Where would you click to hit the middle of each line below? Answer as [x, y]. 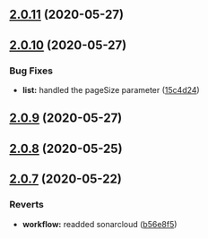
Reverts [27, 205]
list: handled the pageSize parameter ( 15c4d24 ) [111, 90]
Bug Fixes [31, 71]
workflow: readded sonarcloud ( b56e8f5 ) [100, 224]
